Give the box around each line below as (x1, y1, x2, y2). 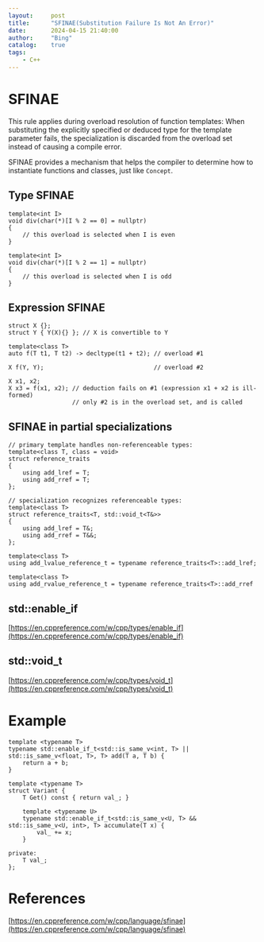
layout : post (8, 11, 66, 20)
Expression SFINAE (8, 301, 105, 315)
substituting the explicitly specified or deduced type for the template (8, 125, 232, 134)
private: (8, 849, 37, 857)
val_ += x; (36, 828, 73, 836)
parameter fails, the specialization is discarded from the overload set (8, 133, 233, 143)
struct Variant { (8, 786, 66, 795)
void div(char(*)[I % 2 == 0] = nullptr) (8, 216, 147, 225)
